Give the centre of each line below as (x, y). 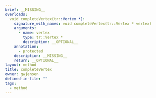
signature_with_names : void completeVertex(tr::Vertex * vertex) (83, 24)
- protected (30, 51)
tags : (11, 83)
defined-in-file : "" (26, 79)
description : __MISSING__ (41, 56)
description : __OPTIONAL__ (51, 42)
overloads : (16, 14)
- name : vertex (34, 33)
